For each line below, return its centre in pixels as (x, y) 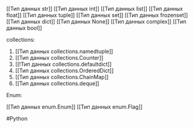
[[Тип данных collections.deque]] (57, 83)
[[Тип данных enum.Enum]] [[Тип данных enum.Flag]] (75, 107)
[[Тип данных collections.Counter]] (59, 58)
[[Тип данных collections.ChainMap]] (62, 77)
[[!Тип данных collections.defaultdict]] (63, 64)
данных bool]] (24, 28)
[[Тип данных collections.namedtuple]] (64, 51)
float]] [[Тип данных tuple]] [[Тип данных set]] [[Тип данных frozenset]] (97, 15)
